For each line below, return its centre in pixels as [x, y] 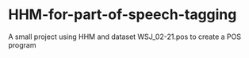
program [22, 44]
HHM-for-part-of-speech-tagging [123, 15]
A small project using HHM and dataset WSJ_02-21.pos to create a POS [125, 37]
